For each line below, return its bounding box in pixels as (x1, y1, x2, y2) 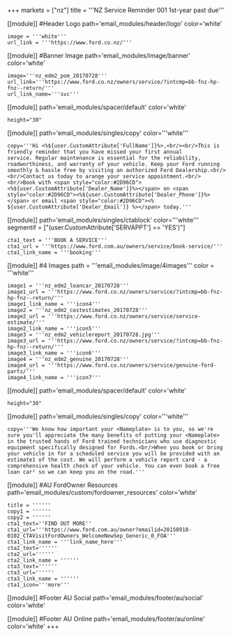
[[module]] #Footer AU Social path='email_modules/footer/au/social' (7, 594, 204, 602)
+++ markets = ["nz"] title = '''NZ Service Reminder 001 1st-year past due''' (7, 6, 225, 14)
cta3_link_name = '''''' (7, 575, 80, 582)
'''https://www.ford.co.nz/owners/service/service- (47, 313, 201, 320)
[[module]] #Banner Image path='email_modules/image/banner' (7, 52, 190, 59)
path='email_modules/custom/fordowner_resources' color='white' (7, 488, 197, 496)
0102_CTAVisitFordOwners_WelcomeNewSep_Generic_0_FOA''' (7, 532, 176, 539)
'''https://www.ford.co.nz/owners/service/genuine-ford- (47, 362, 217, 369)
